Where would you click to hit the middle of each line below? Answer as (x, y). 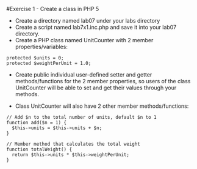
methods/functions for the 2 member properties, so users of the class (103, 81)
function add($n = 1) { (37, 122)
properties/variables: (41, 47)
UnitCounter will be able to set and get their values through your (96, 88)
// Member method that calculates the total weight (73, 144)
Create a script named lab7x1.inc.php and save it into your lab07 (96, 27)
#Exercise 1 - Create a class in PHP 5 (53, 9)
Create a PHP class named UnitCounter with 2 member (84, 40)
